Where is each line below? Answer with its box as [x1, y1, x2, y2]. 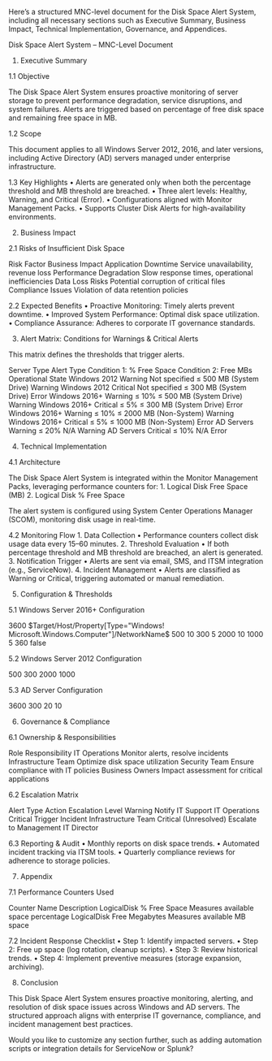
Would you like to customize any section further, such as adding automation [8, 1035, 262, 1045]
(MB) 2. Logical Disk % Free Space [8, 491, 126, 500]
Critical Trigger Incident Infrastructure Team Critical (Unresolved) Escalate [8, 814, 257, 824]
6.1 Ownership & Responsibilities [8, 733, 116, 742]
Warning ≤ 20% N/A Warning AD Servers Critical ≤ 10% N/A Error [8, 426, 227, 435]
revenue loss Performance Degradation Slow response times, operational [8, 268, 253, 277]
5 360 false [8, 638, 47, 647]
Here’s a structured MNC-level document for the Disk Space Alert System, [8, 7, 257, 16]
